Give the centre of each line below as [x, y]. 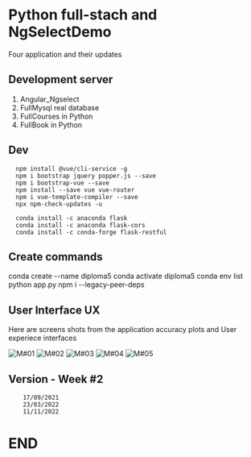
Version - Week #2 [56, 379]
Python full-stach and [83, 15]
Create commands [56, 257]
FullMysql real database [60, 107]
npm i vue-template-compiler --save [77, 197]
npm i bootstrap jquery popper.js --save [86, 176]
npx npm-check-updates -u [59, 204]
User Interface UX [54, 310]
